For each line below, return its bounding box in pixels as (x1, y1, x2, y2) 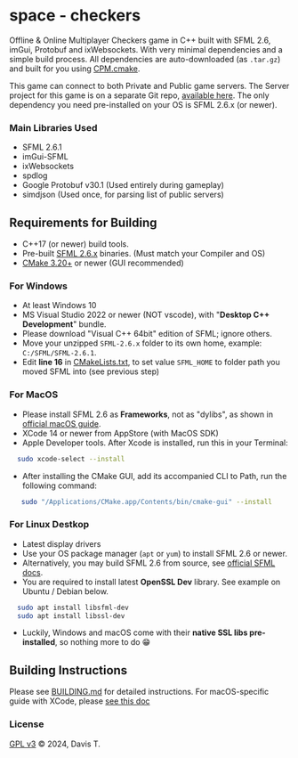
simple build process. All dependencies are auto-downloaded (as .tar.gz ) (9, 53, 281, 64)
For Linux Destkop (9, 518, 90, 531)
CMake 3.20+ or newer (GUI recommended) (21, 257, 184, 268)
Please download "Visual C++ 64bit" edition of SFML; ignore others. (21, 329, 273, 339)
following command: (21, 480, 98, 491)
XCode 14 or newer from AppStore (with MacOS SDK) (21, 428, 220, 438)
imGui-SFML (21, 151, 68, 162)
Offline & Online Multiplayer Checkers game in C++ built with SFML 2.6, (9, 35, 271, 45)
